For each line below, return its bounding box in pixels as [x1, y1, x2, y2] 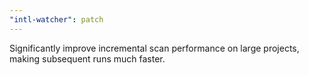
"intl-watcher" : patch [9, 14, 104, 25]
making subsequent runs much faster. [9, 52, 166, 65]
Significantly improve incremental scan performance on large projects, [9, 42, 300, 54]
